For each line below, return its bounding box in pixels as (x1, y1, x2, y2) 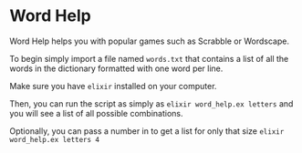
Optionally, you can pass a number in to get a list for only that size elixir (9, 125, 285, 137)
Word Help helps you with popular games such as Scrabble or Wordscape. (9, 36, 290, 46)
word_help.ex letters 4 (9, 135, 100, 144)
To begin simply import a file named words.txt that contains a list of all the (9, 53, 289, 64)
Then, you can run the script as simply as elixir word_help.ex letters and (9, 97, 294, 109)
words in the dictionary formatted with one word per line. (9, 63, 224, 74)
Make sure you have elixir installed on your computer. (9, 80, 217, 91)
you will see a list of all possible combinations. (9, 107, 184, 118)
